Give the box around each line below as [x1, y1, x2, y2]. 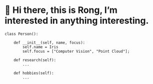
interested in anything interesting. [4, 15, 149, 26]
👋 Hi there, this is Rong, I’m [4, 4, 118, 16]
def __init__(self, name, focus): [13, 40, 85, 45]
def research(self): [13, 57, 56, 63]
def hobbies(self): [13, 71, 54, 76]
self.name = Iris [22, 44, 58, 49]
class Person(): [4, 31, 38, 36]
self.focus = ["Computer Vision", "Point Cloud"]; [22, 49, 130, 54]
